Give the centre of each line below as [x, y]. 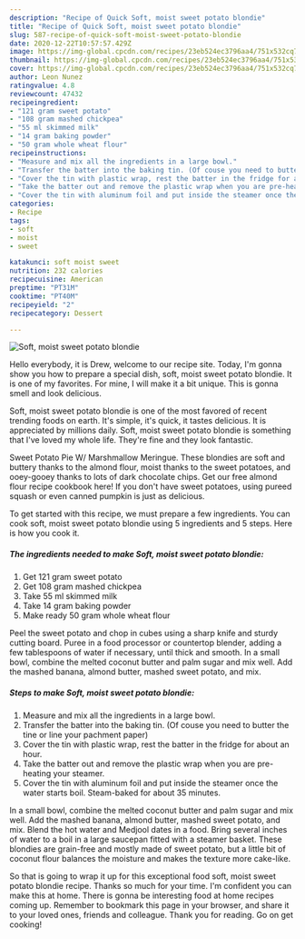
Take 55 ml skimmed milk [70, 596]
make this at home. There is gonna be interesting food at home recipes [142, 895]
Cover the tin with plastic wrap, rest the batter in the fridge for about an [156, 744]
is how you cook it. [44, 534]
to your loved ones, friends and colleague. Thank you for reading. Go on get [151, 915]
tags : [20, 220]
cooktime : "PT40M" [44, 296]
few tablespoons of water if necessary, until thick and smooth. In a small [144, 653]
